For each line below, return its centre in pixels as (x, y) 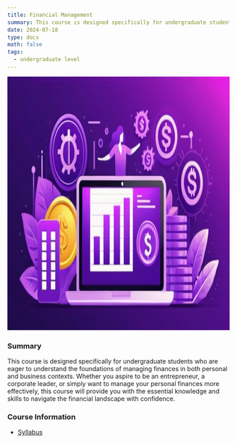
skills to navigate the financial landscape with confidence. (91, 399)
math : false (25, 45)
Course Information (42, 417)
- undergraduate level (47, 60)
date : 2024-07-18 (33, 30)
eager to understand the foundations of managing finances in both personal (117, 369)
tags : (15, 52)
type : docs (23, 37)
